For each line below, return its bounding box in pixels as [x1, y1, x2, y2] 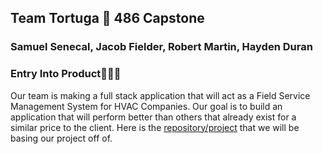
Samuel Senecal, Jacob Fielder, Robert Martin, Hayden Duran [10, 40, 313, 54]
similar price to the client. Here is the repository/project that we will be [10, 121, 300, 133]
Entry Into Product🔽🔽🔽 [10, 67, 122, 81]
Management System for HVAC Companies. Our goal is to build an [10, 100, 283, 112]
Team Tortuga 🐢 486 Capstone [10, 10, 205, 27]
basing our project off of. [10, 132, 113, 144]
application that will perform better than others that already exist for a [10, 111, 297, 123]
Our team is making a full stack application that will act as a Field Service [10, 89, 311, 101]
